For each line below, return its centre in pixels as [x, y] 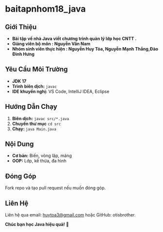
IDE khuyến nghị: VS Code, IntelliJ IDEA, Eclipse [61, 91]
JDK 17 [19, 81]
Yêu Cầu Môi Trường [36, 69]
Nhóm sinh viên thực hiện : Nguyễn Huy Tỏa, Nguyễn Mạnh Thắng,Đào [85, 49]
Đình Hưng [23, 54]
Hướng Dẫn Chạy [31, 107]
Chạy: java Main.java [34, 129]
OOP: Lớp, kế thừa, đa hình [39, 161]
